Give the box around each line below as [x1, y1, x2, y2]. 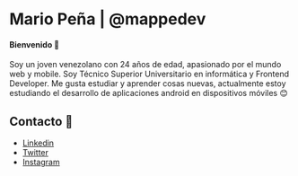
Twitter [22, 147, 49, 158]
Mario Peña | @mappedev [9, 9, 206, 30]
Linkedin [22, 137, 55, 148]
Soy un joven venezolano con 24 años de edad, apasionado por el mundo [9, 59, 282, 70]
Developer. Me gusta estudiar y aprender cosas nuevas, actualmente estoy [9, 78, 286, 89]
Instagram [22, 157, 60, 168]
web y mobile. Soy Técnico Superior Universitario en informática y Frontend [9, 68, 290, 80]
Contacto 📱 [9, 113, 74, 129]
